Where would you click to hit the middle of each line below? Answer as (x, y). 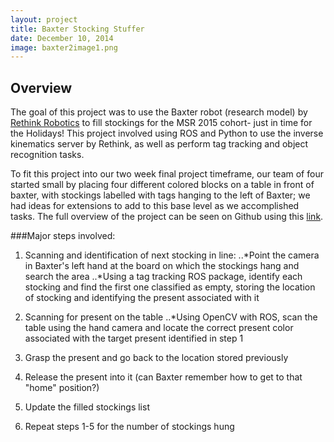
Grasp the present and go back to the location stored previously (156, 358)
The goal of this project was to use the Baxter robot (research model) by (159, 112)
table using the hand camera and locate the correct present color (159, 328)
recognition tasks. (47, 155)
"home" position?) (62, 388)
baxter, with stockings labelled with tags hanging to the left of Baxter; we (160, 195)
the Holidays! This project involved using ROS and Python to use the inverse (167, 133)
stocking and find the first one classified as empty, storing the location (170, 287)
